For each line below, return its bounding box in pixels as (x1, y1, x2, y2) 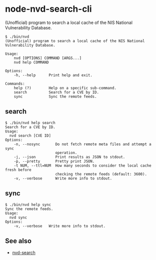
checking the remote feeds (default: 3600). (55, 172, 147, 176)
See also (5, 237, 32, 245)
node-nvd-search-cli (5, 3, 92, 15)
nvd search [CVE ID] (9, 133, 51, 138)
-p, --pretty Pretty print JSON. (14, 159, 95, 164)
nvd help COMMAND (14, 60, 49, 65)
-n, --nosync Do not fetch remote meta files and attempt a (14, 142, 152, 147)
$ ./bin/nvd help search (5, 120, 56, 125)
